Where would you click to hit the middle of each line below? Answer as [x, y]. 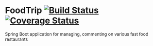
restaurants [17, 39]
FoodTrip [24, 10]
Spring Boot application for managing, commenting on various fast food [77, 34]
